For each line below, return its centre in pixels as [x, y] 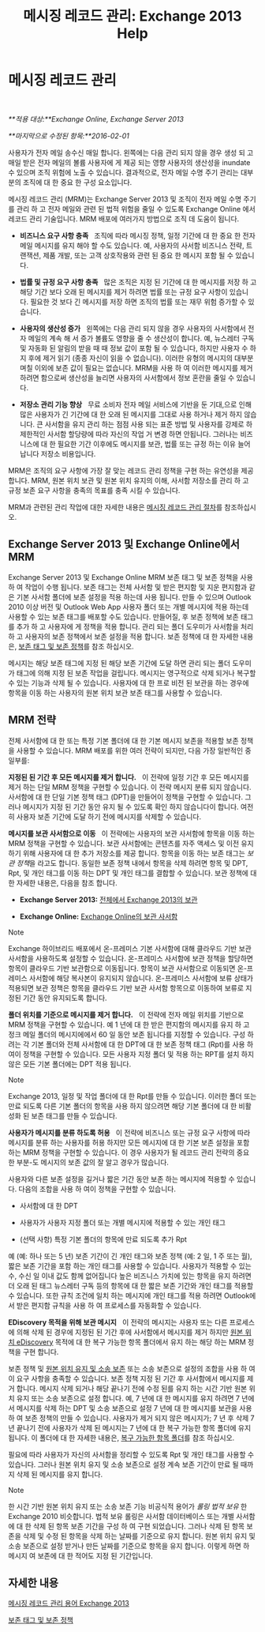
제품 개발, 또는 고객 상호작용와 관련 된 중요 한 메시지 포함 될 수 [138, 255]
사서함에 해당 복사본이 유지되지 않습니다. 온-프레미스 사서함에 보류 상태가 [141, 978]
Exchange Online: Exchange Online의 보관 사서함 [99, 916]
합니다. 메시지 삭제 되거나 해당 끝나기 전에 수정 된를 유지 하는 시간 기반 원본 [132, 1388]
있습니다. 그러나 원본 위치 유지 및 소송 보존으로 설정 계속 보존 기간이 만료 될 [123, 1464]
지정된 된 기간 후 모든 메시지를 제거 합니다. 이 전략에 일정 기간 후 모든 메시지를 [129, 777]
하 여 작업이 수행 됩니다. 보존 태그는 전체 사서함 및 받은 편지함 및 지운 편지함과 [128, 587]
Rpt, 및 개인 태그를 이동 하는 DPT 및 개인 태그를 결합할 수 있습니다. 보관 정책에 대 [132, 873]
